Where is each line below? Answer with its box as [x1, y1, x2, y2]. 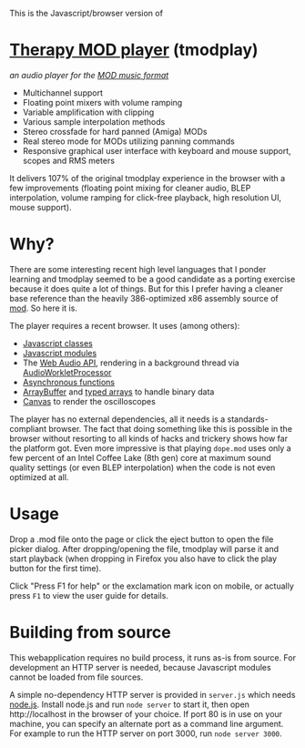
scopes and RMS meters [22, 155, 116, 166]
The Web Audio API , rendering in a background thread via [22, 357, 239, 368]
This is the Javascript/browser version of [9, 8, 164, 18]
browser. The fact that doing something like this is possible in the [48, 423, 293, 434]
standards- [227, 414, 269, 425]
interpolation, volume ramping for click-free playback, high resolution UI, [9, 191, 282, 203]
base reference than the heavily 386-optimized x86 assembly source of [9, 292, 280, 303]
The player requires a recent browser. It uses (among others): [9, 320, 240, 331]
